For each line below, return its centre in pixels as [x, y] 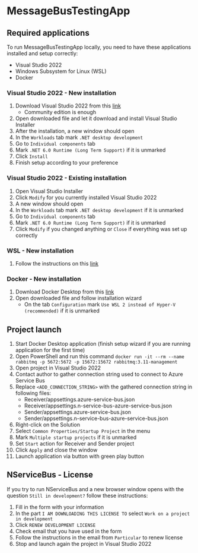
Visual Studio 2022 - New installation [61, 93]
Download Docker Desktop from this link [65, 292]
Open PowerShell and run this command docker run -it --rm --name [100, 356]
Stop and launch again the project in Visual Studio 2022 [83, 543]
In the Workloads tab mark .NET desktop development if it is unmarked [99, 210]
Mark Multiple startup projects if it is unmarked [76, 437]
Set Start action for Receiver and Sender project [75, 443]
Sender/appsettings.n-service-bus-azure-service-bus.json [96, 418]
